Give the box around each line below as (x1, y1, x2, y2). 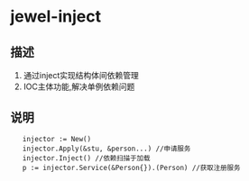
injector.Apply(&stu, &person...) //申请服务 (22, 144, 191, 153)
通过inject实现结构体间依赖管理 (23, 70, 139, 80)
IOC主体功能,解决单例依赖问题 (23, 81, 135, 92)
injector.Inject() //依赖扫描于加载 (22, 153, 151, 163)
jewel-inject (10, 6, 102, 27)
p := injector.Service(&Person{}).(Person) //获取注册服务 (22, 163, 241, 172)
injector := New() (22, 134, 92, 143)
